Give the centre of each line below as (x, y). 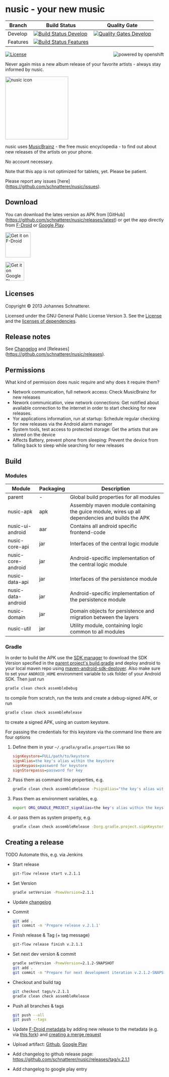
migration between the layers (104, 617)
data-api (18, 582)
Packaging (52, 488)
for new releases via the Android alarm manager (62, 424)
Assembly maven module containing (113, 505)
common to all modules (97, 632)
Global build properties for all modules (115, 497)
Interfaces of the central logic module (114, 544)
